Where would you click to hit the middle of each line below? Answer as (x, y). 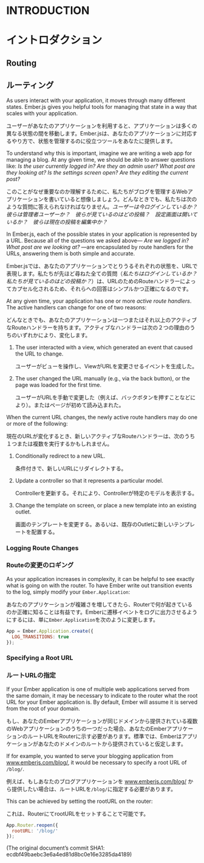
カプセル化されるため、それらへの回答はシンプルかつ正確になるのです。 (102, 289)
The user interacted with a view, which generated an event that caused (104, 347)
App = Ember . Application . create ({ (50, 631)
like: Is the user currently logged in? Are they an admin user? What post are (101, 166)
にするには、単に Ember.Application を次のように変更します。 (83, 619)
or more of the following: (37, 424)
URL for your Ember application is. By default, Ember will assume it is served (102, 702)
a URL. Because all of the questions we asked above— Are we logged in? (98, 240)
